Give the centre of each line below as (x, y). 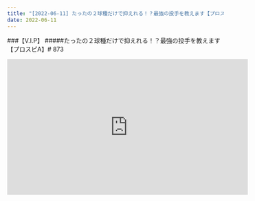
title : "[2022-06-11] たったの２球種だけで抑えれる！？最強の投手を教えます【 (109, 13)
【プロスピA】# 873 (35, 49)
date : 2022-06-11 (32, 20)
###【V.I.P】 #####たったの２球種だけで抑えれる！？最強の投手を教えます (114, 40)
